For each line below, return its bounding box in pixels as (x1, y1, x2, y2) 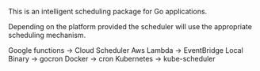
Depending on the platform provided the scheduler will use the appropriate (8, 22, 252, 31)
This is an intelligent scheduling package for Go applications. (8, 7, 208, 16)
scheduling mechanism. (8, 31, 86, 39)
